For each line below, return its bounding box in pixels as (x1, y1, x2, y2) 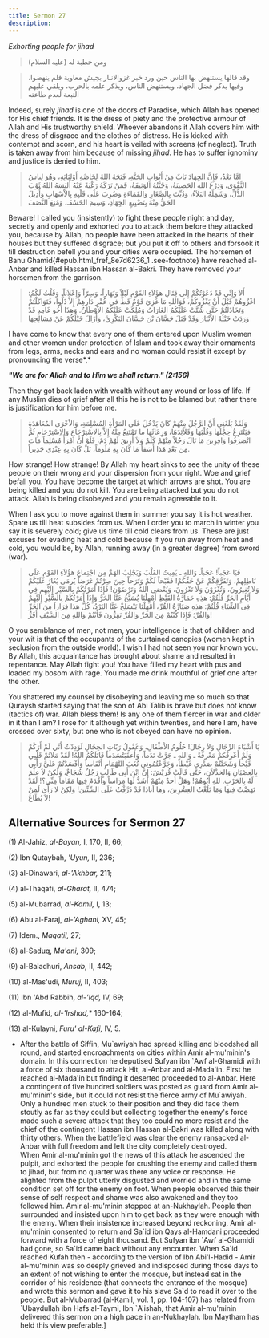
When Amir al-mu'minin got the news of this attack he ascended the (19, 1150, 246, 1160)
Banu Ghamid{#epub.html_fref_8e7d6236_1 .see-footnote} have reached (8, 255, 247, 265)
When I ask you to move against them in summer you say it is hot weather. (8, 509, 254, 518)
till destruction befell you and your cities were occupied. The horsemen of (8, 246, 252, 257)
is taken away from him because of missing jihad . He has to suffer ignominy (8, 148, 259, 157)
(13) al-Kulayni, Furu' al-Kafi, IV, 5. (8, 1024, 122, 1033)
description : (8, 19, 52, 27)
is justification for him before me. (8, 403, 118, 412)
